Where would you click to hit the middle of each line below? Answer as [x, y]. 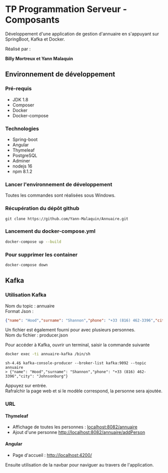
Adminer [21, 161]
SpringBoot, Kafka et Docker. [35, 39]
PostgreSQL [25, 155]
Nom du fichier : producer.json [37, 335]
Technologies [22, 128]
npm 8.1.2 [22, 171]
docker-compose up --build [33, 242]
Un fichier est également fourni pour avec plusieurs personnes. [70, 330]
